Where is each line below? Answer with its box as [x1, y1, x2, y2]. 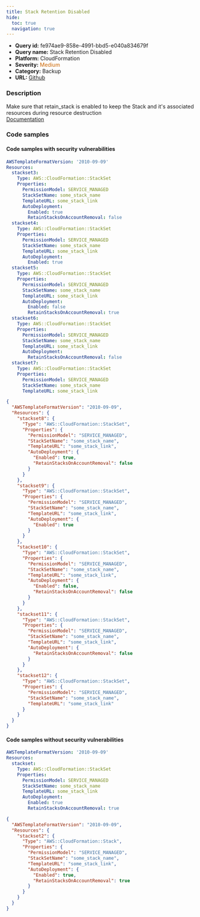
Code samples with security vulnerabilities [6, 146, 115, 153]
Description [6, 89, 41, 97]
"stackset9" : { [17, 482, 55, 489]
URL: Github [14, 74, 46, 81]
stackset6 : [11, 315, 39, 322]
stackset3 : [11, 170, 39, 176]
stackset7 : [11, 360, 39, 366]
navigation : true [11, 25, 55, 32]
